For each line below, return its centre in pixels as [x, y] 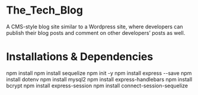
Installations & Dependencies [80, 57]
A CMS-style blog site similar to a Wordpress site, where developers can [95, 27]
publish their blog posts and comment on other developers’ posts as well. [96, 32]
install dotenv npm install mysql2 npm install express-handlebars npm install [99, 79]
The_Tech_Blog [44, 10]
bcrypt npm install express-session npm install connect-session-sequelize [97, 86]
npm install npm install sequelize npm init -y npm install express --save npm [99, 73]
